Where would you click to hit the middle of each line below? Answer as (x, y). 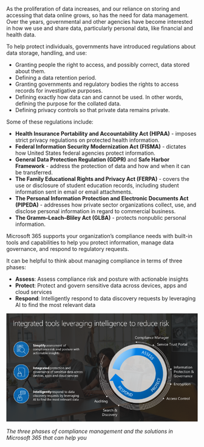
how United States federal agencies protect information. (85, 153)
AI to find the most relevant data (55, 305)
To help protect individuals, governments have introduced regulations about (101, 46)
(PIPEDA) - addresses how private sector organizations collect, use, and (106, 205)
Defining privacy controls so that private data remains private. (92, 110)
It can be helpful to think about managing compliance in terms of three (94, 261)
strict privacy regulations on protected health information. (87, 140)
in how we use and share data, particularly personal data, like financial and (100, 28)
